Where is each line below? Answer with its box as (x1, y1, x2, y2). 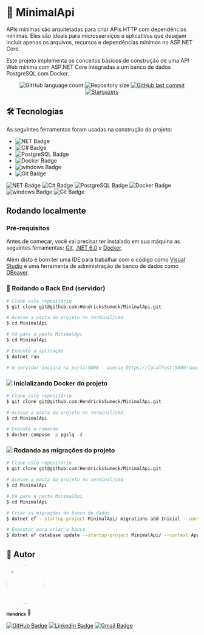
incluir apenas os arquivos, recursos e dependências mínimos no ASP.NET (6, 38, 193, 46)
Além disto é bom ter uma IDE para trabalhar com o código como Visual (6, 256, 186, 264)
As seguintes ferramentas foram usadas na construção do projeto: (6, 125, 172, 133)
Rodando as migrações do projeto (13, 446, 115, 455)
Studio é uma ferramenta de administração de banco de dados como (6, 262, 179, 270)
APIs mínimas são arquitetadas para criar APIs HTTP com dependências (6, 26, 187, 33)
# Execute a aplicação (6, 348, 64, 354)
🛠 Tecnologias (6, 107, 64, 117)
